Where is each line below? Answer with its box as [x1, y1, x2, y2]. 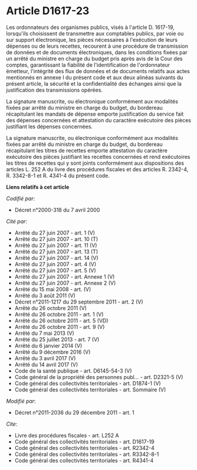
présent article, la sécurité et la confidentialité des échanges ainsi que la [6, 80, 182, 87]
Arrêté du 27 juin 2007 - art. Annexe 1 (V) [14, 273, 115, 280]
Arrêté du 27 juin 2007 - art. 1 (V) [14, 229, 96, 236]
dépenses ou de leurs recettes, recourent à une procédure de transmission [6, 43, 189, 50]
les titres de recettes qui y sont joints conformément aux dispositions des [6, 159, 185, 167]
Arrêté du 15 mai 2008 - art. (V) [14, 285, 91, 293]
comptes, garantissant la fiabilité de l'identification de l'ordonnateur [6, 61, 170, 68]
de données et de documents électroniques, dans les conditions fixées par [6, 48, 188, 56]
